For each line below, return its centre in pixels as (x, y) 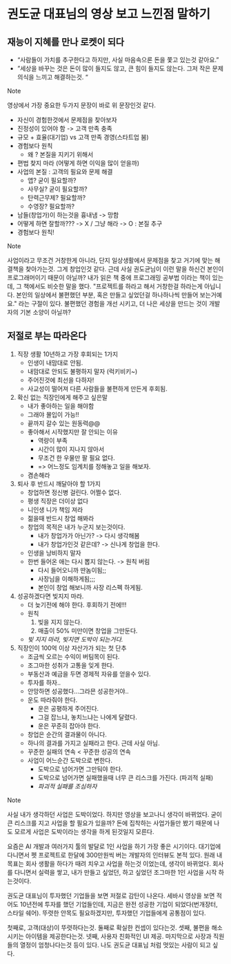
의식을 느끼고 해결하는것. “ (52, 77)
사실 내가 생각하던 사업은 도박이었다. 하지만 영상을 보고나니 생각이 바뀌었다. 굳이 (115, 814)
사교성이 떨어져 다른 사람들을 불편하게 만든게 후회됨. (97, 389)
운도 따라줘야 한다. (52, 700)
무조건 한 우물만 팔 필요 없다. (76, 458)
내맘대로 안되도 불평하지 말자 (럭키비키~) (82, 371)
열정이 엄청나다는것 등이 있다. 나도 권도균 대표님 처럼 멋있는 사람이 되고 (115, 945)
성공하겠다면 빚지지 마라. (50, 596)
